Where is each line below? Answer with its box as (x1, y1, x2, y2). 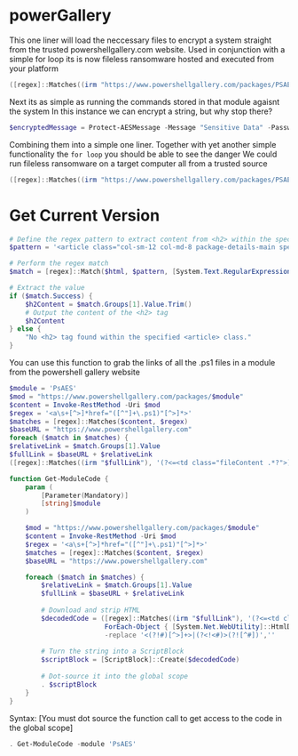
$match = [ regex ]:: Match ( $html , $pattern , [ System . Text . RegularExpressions (9, 268, 295, 277)
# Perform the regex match (9, 259, 109, 268)
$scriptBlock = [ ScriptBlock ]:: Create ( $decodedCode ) (41, 655, 240, 664)
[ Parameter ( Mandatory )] (41, 491, 129, 500)
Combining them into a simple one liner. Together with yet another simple (9, 139, 277, 149)
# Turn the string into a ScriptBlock (41, 647, 184, 656)
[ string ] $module (41, 499, 101, 508)
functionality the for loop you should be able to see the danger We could (9, 149, 278, 159)
